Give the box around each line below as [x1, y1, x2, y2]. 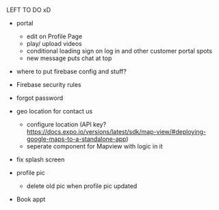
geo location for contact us [16, 107, 93, 115]
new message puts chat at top [26, 54, 112, 62]
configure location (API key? [26, 120, 107, 129]
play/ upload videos [26, 40, 83, 47]
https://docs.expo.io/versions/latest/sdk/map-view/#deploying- [26, 128, 207, 135]
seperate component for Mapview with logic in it [26, 142, 164, 150]
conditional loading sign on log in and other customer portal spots [26, 47, 213, 55]
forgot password [16, 94, 64, 102]
